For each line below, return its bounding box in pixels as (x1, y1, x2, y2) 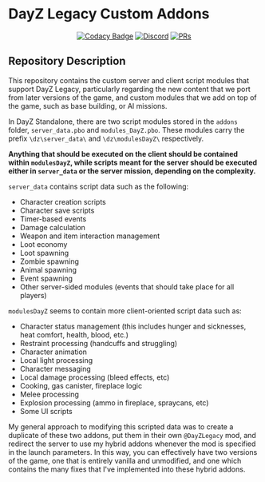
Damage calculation (19, 222, 86, 232)
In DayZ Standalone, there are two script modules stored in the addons (8, 117, 238, 126)
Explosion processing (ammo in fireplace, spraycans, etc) (19, 397, 209, 408)
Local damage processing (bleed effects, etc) (19, 372, 170, 382)
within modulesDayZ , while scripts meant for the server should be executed (8, 157, 258, 167)
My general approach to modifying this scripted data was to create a (8, 421, 234, 432)
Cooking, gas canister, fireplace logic (19, 380, 142, 390)
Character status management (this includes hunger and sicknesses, (19, 321, 247, 331)
